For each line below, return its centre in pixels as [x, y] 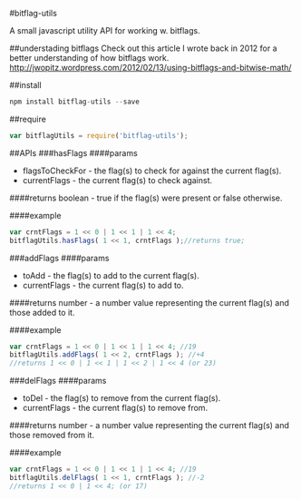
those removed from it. [52, 435]
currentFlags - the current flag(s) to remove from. [115, 408]
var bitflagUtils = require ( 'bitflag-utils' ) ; [99, 135]
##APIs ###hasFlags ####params [73, 152]
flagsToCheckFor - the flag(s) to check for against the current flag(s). [152, 171]
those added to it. [42, 312]
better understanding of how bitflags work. [89, 58]
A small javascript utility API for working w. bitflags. [105, 30]
